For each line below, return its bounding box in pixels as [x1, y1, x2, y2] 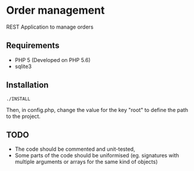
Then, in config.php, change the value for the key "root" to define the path [6, 106, 189, 113]
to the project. [6, 113, 40, 120]
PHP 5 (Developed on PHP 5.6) [14, 56, 91, 63]
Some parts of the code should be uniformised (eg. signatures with [14, 152, 180, 159]
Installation [6, 80, 49, 90]
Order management [6, 4, 105, 17]
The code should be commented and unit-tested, [14, 145, 136, 153]
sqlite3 [14, 63, 32, 70]
